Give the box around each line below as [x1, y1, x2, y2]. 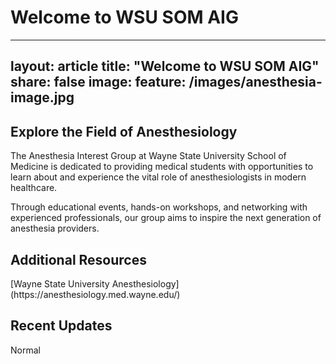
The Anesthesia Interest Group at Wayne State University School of [10, 150, 287, 162]
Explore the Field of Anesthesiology [10, 123, 238, 140]
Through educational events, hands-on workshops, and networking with [10, 201, 308, 213]
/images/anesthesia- [188, 74, 323, 91]
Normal [10, 344, 41, 356]
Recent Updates [10, 317, 113, 335]
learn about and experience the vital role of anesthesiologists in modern [10, 171, 307, 183]
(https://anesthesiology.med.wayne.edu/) [10, 288, 181, 300]
